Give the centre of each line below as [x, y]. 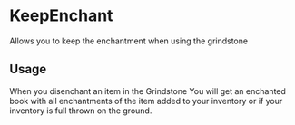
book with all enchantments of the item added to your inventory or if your [146, 101]
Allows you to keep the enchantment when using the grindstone [128, 41]
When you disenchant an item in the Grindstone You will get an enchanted [147, 91]
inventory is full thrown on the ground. [81, 111]
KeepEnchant [61, 16]
